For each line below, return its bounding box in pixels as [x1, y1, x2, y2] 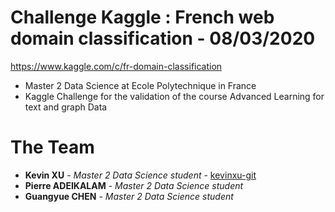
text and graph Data [24, 101, 108, 113]
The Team [10, 136, 95, 159]
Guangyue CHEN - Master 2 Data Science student [24, 190, 234, 202]
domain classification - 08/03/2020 [10, 27, 316, 50]
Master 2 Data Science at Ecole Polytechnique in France [24, 79, 257, 91]
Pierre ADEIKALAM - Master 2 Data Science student [24, 179, 244, 191]
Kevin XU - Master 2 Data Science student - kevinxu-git [24, 169, 257, 181]
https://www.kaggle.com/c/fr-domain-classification [10, 60, 223, 72]
